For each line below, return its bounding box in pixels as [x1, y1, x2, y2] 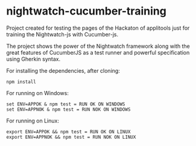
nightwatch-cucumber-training [6, 4, 167, 18]
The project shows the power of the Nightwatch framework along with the [6, 42, 190, 50]
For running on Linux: [6, 117, 59, 124]
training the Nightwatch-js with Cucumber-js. [6, 30, 119, 38]
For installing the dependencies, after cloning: [6, 67, 121, 74]
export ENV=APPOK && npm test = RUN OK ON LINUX [6, 128, 131, 134]
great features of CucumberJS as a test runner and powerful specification [6, 48, 190, 56]
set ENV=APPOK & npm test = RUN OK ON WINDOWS [6, 101, 125, 107]
